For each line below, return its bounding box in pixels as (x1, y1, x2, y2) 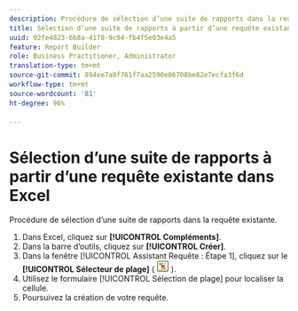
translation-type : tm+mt (9, 61, 101, 70)
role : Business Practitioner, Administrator (9, 52, 176, 61)
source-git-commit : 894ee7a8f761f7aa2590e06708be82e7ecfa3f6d (9, 71, 244, 80)
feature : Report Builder (9, 43, 101, 52)
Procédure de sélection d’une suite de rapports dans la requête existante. (9, 214, 278, 226)
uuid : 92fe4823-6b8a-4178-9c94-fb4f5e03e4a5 (9, 33, 176, 42)
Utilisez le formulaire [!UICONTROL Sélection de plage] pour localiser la (21, 274, 284, 284)
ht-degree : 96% (9, 99, 66, 108)
